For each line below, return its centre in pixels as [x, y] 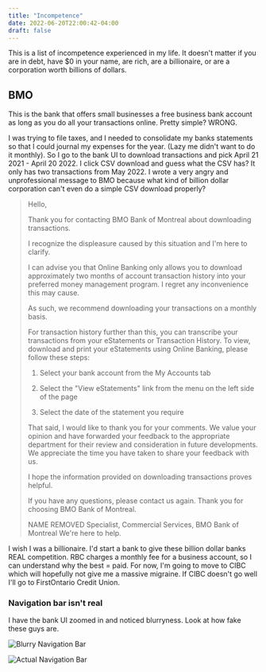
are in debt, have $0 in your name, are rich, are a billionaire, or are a [119, 61]
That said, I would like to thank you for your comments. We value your [142, 428]
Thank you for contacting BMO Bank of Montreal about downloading [139, 220]
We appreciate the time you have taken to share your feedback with [138, 453]
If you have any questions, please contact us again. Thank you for [135, 501]
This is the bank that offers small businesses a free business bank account [130, 114]
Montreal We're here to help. [74, 533]
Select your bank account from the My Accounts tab [125, 373]
